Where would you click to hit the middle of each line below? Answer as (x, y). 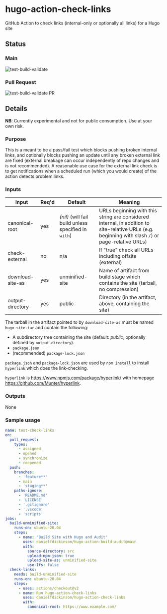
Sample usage (23, 420)
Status (16, 44)
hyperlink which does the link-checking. (47, 368)
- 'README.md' (33, 496)
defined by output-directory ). (43, 343)
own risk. (14, 126)
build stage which (120, 277)
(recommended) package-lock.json (48, 353)
